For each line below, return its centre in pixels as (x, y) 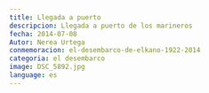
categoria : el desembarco (57, 58)
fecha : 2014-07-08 (43, 34)
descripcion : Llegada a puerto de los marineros (101, 26)
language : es (33, 75)
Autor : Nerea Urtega (48, 42)
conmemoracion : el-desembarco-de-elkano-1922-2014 (105, 50)
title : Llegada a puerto (55, 17)
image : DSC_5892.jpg (48, 67)
